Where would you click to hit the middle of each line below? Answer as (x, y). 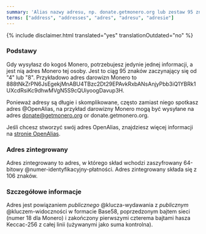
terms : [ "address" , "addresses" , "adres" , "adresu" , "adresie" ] (90, 18)
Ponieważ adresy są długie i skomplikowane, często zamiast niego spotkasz (102, 102)
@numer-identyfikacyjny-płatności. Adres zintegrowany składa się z (111, 170)
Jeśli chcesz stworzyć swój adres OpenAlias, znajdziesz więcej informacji (100, 127)
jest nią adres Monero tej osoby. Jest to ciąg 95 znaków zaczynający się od (102, 70)
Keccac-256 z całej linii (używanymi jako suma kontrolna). (80, 225)
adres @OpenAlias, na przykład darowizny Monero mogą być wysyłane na (100, 108)
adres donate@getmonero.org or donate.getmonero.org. (78, 115)
